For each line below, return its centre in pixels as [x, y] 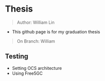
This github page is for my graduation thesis [56, 32]
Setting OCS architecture [37, 68]
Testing [17, 57]
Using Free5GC [27, 73]
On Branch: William [36, 41]
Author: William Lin [36, 22]
